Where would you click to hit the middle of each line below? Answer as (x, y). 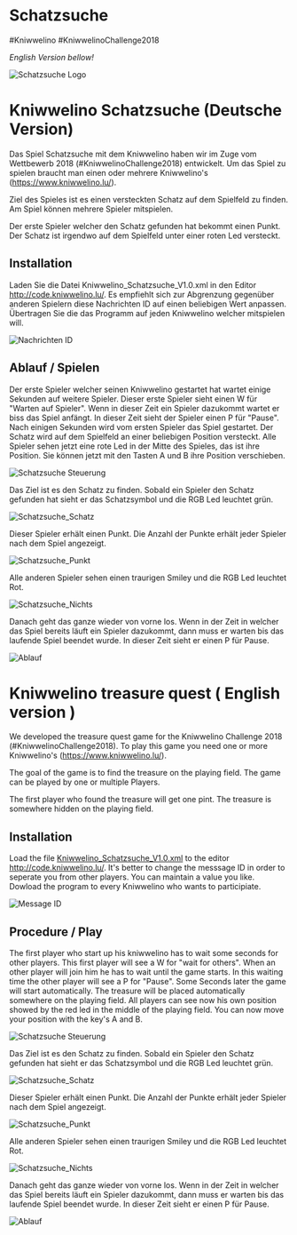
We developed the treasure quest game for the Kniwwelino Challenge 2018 (146, 737)
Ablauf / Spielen (55, 368)
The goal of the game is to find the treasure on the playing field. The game (145, 773)
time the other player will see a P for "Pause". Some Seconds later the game (148, 982)
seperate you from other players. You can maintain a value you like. (132, 877)
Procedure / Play (56, 932)
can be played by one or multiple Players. (85, 782)
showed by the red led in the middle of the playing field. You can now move (147, 1010)
